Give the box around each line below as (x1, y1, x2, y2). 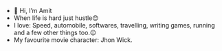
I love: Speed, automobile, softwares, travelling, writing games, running (13, 21, 215, 29)
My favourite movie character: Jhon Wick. (13, 36, 133, 44)
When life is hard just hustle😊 (13, 14, 99, 22)
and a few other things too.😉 (13, 28, 97, 37)
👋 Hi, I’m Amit (13, 7, 52, 14)
